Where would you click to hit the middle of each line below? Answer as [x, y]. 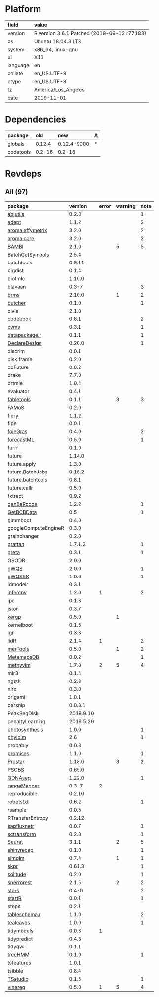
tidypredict [20, 939]
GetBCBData [22, 512]
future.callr [20, 488]
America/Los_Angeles [59, 89]
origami [17, 697]
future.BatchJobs [28, 472]
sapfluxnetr [21, 826]
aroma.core [21, 238]
